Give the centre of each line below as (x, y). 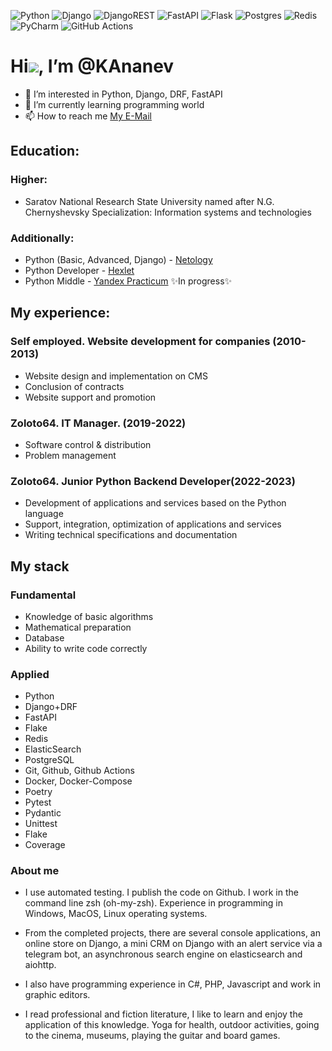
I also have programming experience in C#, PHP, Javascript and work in (173, 984)
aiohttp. (40, 965)
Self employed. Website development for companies (140, 342)
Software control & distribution (88, 444)
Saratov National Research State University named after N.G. (149, 201)
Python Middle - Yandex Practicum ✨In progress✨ (128, 281)
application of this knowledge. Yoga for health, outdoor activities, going (172, 1025)
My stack (40, 566)
